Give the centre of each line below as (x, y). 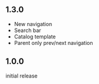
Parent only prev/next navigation (53, 43)
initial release (22, 76)
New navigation (33, 24)
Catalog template (35, 36)
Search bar (28, 30)
